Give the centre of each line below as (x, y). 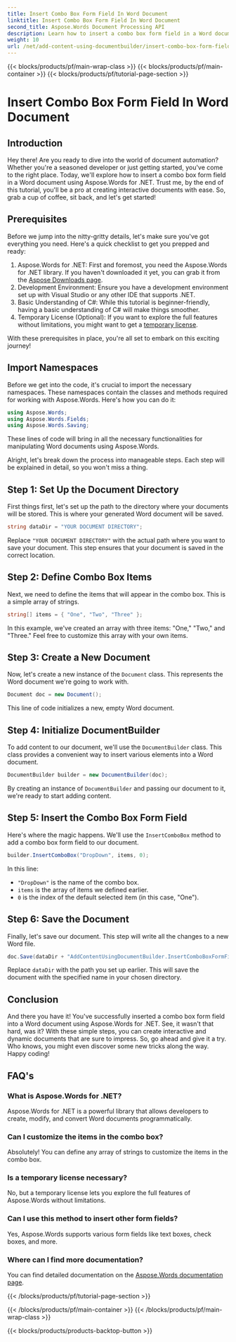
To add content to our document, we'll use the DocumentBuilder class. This (115, 747)
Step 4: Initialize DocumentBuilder (84, 730)
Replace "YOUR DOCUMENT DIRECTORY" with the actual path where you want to (116, 540)
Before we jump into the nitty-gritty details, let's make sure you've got (108, 236)
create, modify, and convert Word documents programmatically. (100, 1119)
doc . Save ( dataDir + (36, 956)
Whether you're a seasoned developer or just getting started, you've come (115, 167)
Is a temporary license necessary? (67, 1178)
